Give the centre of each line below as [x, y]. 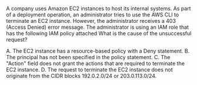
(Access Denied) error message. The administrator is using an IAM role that [98, 27]
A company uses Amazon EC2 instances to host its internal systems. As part [98, 8]
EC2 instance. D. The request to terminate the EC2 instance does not [89, 69]
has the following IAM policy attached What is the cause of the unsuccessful [99, 33]
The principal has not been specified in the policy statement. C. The [88, 57]
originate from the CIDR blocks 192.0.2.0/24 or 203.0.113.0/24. [81, 76]
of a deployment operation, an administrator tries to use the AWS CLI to [93, 15]
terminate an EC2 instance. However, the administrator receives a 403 [91, 21]
